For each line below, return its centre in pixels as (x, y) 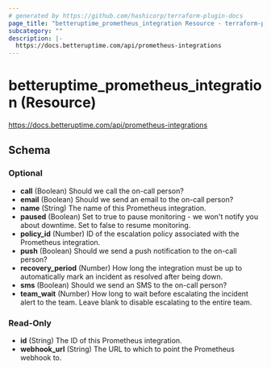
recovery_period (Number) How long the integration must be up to (131, 267)
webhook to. (41, 358)
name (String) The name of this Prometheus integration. (113, 208)
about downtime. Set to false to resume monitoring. (105, 225)
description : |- (35, 38)
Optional (25, 173)
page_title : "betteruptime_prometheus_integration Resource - (115, 23)
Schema (29, 150)
